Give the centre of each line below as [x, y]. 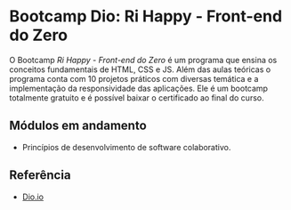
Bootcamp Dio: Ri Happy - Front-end [146, 16]
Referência [40, 175]
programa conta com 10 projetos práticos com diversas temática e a [134, 78]
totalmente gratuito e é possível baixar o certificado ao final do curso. [137, 97]
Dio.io [33, 197]
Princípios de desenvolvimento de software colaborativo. [126, 147]
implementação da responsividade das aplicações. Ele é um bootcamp [139, 88]
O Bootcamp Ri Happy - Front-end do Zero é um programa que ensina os [143, 60]
